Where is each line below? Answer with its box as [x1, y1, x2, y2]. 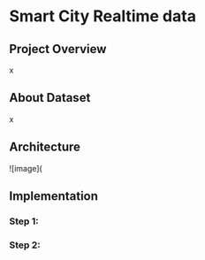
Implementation [9, 188, 99, 204]
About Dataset [9, 90, 91, 105]
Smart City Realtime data [9, 6, 197, 27]
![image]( [9, 163, 42, 173]
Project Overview [9, 42, 107, 57]
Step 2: [9, 239, 42, 251]
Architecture [9, 140, 81, 155]
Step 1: [9, 215, 39, 227]
